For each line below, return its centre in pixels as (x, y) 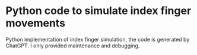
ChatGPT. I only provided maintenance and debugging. (73, 46)
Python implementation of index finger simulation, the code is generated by (98, 39)
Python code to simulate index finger (99, 11)
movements (36, 23)
